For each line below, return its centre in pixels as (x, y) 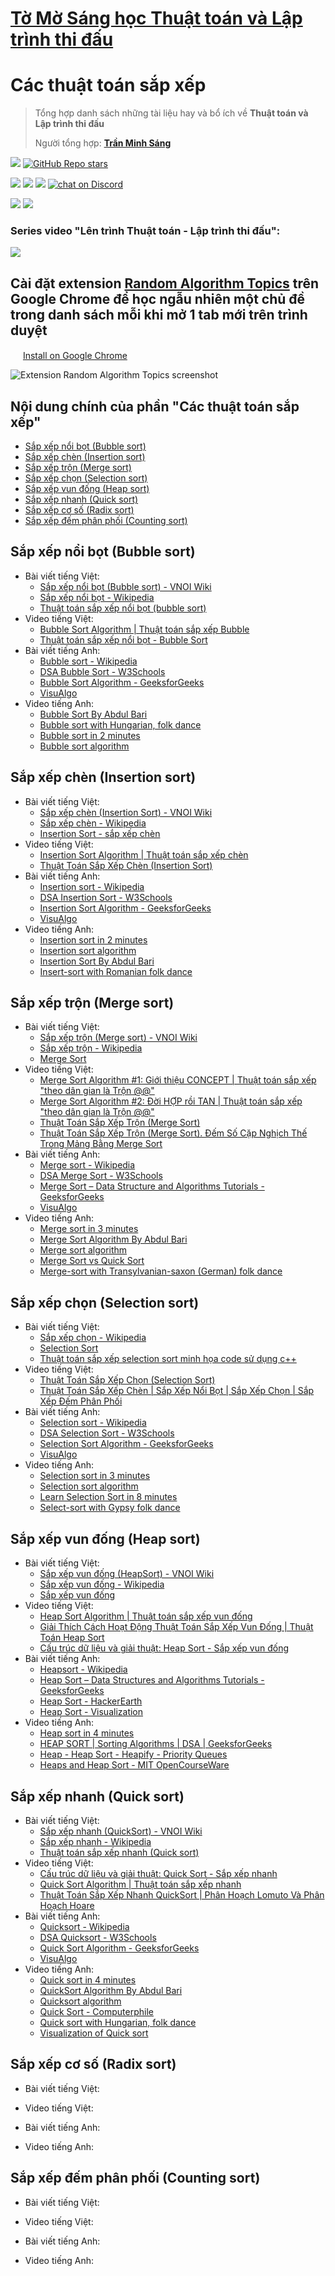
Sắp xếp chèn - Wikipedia (93, 823)
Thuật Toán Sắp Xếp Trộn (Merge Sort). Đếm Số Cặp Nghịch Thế (173, 1133)
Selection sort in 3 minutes (95, 1476)
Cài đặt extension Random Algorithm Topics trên (165, 283)
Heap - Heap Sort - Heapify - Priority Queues (133, 1754)
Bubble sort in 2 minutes (90, 735)
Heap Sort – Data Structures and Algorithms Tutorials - (152, 1680)
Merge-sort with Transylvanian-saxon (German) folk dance (161, 1271)
